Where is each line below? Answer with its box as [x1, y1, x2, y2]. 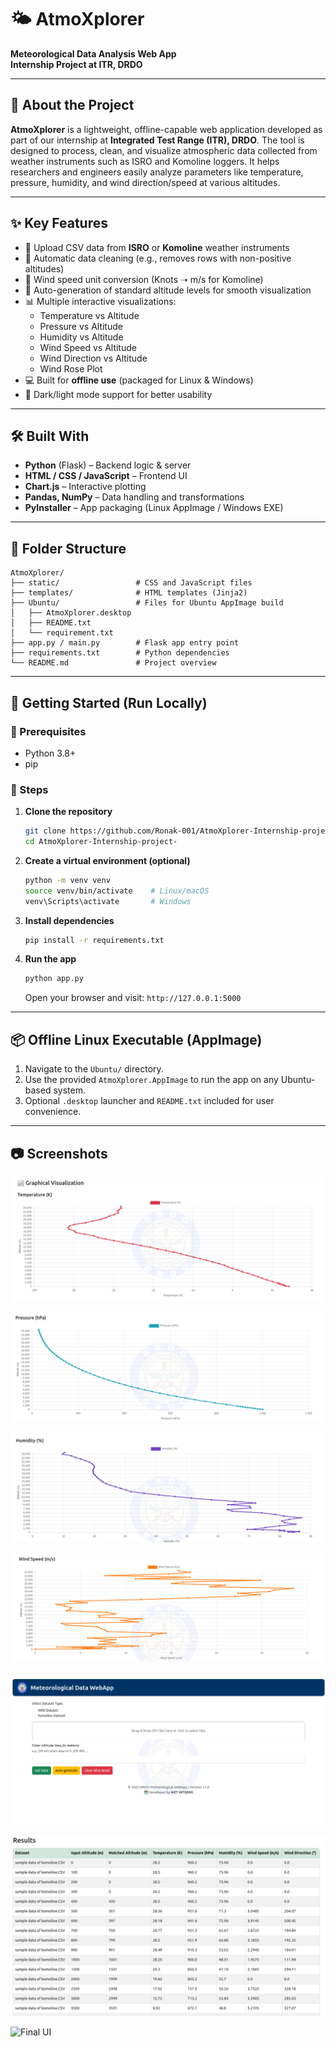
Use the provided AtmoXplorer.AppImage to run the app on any [24, 1074, 279, 1086]
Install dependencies [24, 914, 115, 926]
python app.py [24, 974, 84, 984]
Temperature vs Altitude [39, 309, 140, 321]
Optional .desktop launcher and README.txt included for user [24, 1095, 275, 1107]
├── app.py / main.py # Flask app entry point [10, 638, 240, 648]
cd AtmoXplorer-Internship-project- [24, 837, 178, 847]
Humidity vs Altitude [39, 331, 124, 343]
